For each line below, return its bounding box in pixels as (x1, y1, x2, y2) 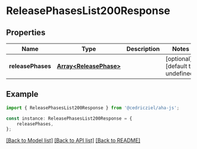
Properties (6, 28, 46, 38)
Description (126, 45, 160, 53)
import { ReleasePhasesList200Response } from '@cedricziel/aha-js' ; (6, 104, 180, 111)
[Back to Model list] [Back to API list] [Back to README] (6, 137, 141, 144)
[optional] (165, 55, 192, 63)
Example (6, 89, 39, 99)
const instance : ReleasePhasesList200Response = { (6, 116, 133, 121)
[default (165, 62, 188, 70)
